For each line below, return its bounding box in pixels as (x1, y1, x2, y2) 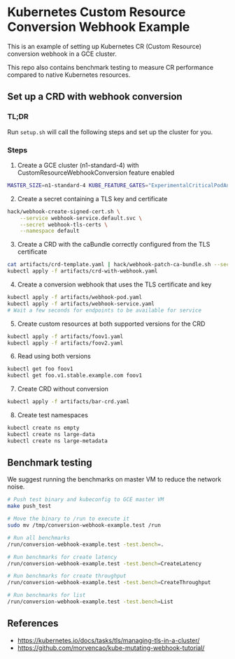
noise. (7, 483, 25, 491)
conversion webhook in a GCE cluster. (7, 50, 117, 58)
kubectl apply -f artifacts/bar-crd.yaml (7, 398, 130, 405)
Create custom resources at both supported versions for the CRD (17, 319, 206, 328)
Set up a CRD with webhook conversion (7, 91, 183, 103)
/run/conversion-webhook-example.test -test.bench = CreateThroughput (7, 579, 211, 586)
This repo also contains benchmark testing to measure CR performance (7, 63, 214, 71)
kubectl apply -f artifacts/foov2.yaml (7, 340, 124, 347)
